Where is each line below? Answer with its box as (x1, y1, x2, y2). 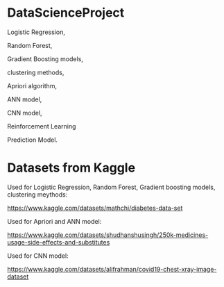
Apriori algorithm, (7, 81, 58, 90)
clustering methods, (7, 68, 64, 76)
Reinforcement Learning (7, 122, 76, 130)
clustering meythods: (7, 190, 68, 199)
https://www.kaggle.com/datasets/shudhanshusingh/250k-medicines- (7, 231, 209, 239)
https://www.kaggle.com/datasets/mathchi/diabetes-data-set (7, 204, 183, 212)
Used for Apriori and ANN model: (7, 217, 102, 225)
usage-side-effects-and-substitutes (7, 238, 110, 246)
